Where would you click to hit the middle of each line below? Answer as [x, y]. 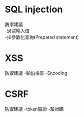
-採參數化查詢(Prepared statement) [42, 37]
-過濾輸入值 [17, 31]
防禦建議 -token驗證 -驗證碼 [34, 109]
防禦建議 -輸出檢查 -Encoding [36, 73]
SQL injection [34, 9]
